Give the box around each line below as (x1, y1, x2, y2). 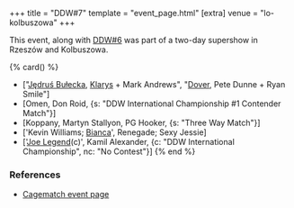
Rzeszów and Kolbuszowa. (9, 44, 109, 55)
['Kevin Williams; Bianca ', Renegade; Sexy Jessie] (22, 127, 207, 138)
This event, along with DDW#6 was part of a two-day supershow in (9, 35, 259, 45)
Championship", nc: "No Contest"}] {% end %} (22, 146, 196, 157)
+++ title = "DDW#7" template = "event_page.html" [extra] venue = (9, 8, 259, 18)
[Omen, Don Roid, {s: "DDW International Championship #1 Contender (22, 98, 281, 109)
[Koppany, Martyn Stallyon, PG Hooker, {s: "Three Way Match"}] (22, 117, 261, 128)
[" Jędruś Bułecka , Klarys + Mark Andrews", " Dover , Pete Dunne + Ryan (22, 79, 286, 89)
